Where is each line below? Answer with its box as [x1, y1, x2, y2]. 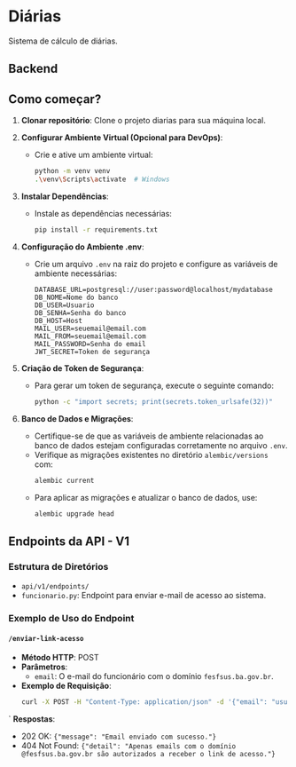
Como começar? [8, 91, 102, 107]
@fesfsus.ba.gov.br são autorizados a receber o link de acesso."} [20, 750, 276, 759]
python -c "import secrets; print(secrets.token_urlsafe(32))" [34, 397, 274, 406]
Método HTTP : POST [20, 652, 99, 663]
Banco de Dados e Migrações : [20, 413, 134, 423]
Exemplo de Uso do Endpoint [8, 613, 135, 624]
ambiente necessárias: [34, 268, 117, 279]
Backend [8, 61, 58, 76]
